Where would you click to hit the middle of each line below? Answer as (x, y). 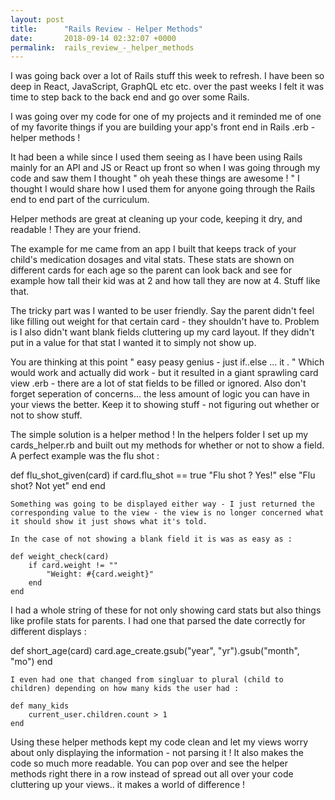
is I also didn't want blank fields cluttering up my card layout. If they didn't (162, 332)
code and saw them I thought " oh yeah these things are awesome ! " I (155, 178)
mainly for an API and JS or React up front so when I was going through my (165, 168)
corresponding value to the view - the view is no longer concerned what (167, 513)
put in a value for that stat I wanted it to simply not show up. (133, 343)
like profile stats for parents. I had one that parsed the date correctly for (158, 621)
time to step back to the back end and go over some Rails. (130, 97)
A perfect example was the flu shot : (85, 456)
